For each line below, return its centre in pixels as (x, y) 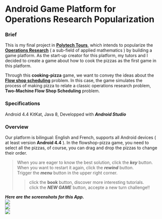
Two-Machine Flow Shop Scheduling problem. (53, 91)
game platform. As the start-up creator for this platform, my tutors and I (77, 56)
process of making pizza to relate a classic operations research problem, (78, 86)
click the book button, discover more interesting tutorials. (87, 182)
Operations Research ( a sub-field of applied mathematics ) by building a (79, 50)
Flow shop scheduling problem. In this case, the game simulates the (74, 80)
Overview (17, 127)
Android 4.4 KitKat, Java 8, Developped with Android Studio (66, 114)
